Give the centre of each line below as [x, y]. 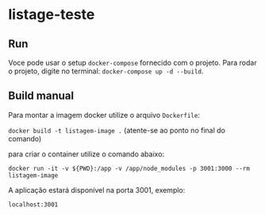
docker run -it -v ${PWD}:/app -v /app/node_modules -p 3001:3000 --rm [129, 168]
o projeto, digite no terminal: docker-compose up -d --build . [106, 71]
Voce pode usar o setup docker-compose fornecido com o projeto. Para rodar [132, 62]
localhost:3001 [33, 204]
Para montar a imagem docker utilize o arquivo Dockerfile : [104, 115]
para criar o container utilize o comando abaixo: [86, 154]
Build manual [41, 96]
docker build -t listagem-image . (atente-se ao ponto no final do [117, 130]
